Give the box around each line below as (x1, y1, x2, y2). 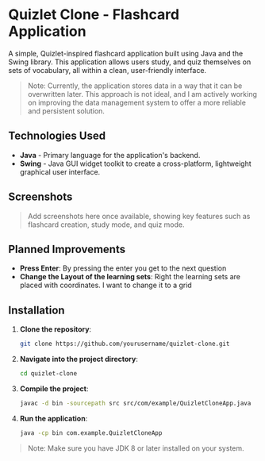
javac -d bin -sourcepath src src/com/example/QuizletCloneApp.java (19, 399, 252, 407)
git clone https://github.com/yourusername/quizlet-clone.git (19, 340, 230, 348)
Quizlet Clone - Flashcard (8, 6, 180, 24)
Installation (8, 303, 65, 317)
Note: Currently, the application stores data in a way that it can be (27, 81, 243, 90)
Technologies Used (8, 129, 106, 143)
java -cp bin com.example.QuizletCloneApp (19, 428, 163, 437)
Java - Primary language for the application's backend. (19, 150, 201, 159)
